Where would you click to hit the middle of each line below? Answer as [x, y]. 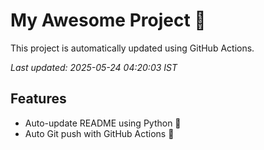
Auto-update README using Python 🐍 [103, 123]
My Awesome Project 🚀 [108, 20]
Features [38, 99]
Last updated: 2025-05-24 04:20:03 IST [94, 67]
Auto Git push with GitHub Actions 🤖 [99, 133]
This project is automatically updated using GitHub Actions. [132, 48]
